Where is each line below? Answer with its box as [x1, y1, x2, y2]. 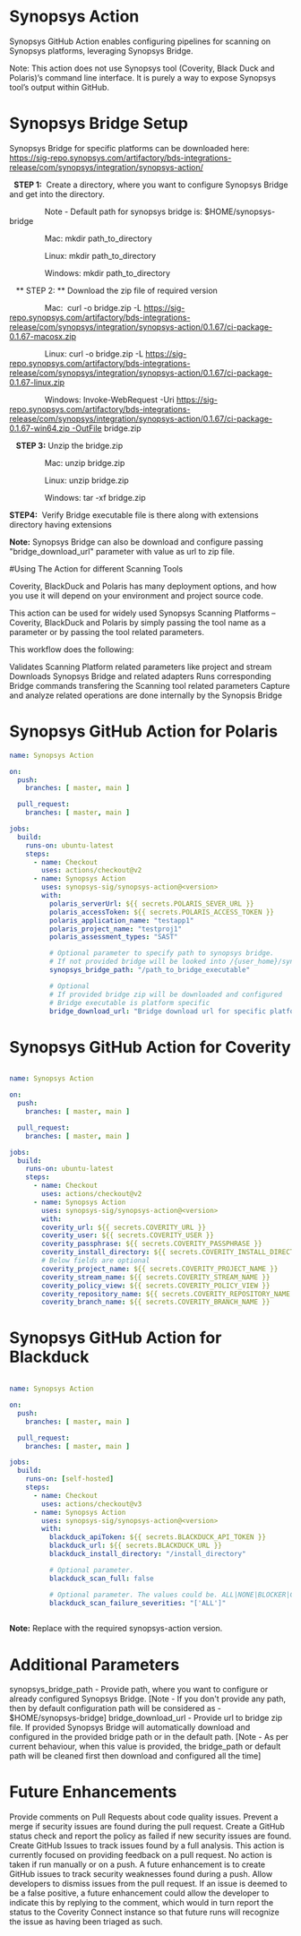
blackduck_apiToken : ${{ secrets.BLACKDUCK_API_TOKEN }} [48, 1533, 267, 1542]
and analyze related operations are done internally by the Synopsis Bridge [9, 690, 282, 701]
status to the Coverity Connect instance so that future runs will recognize [9, 1906, 279, 1918]
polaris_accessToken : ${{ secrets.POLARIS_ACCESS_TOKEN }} [48, 908, 275, 916]
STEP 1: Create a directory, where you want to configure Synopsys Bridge [13, 179, 288, 190]
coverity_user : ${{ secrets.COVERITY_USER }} [41, 1231, 215, 1240]
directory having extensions [9, 519, 112, 529]
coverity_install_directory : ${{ [41, 1248, 167, 1257]
